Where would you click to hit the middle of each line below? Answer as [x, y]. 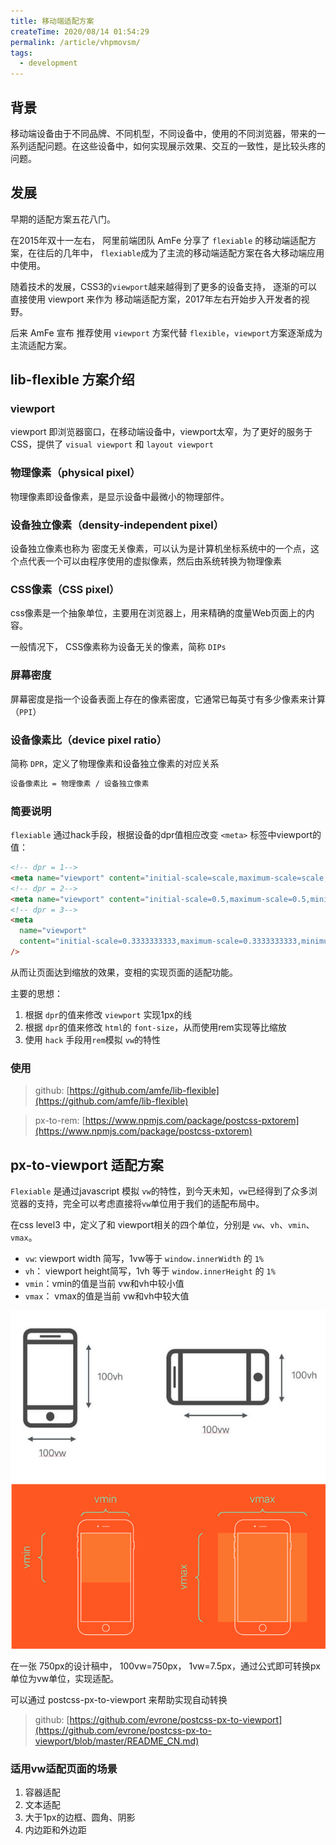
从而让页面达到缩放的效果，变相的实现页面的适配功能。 [124, 972]
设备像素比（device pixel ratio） [89, 740]
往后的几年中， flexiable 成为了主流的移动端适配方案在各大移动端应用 [180, 252]
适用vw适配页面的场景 [64, 1769]
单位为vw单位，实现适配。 [65, 1679]
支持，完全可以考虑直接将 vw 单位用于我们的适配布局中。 [150, 1204]
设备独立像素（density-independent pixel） [117, 525]
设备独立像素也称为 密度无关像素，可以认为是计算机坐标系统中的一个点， [160, 549]
